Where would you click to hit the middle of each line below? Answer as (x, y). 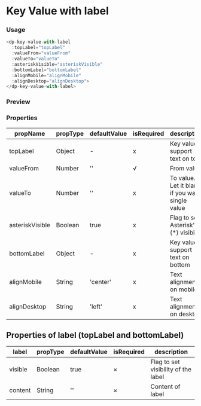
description (171, 352)
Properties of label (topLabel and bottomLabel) (95, 335)
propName (30, 133)
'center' (100, 282)
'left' (96, 306)
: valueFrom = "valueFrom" (41, 53)
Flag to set (165, 362)
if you (178, 193)
